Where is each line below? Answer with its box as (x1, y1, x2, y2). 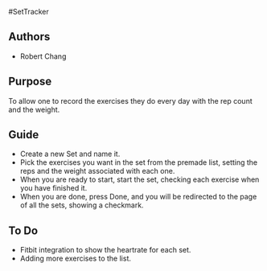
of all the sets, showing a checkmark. (19, 200, 144, 210)
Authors (8, 30, 51, 43)
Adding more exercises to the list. (19, 253, 131, 264)
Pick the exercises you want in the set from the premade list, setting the (19, 158, 258, 167)
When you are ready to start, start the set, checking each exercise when (19, 175, 260, 184)
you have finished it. (19, 183, 88, 193)
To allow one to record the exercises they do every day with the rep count (8, 96, 253, 105)
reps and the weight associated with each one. (19, 166, 175, 176)
